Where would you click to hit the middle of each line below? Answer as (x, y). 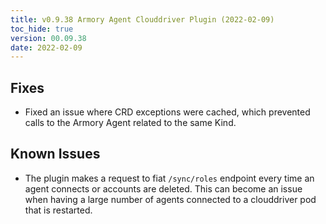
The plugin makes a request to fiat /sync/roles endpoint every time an (169, 178)
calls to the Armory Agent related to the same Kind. (130, 123)
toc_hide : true (42, 29)
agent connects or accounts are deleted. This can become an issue (163, 188)
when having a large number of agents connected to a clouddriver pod (170, 199)
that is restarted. (58, 210)
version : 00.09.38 (48, 38)
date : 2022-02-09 (46, 47)
